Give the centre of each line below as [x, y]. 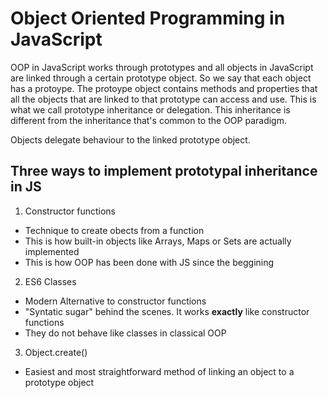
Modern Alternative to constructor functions [115, 301]
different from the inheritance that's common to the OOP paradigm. [148, 120]
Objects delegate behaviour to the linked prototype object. [130, 139]
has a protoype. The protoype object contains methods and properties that [164, 88]
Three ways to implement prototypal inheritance [164, 171]
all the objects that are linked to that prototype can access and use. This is [163, 99]
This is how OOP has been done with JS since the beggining [149, 262]
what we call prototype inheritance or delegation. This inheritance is [150, 109]
